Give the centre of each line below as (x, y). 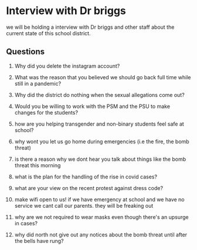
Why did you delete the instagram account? (67, 66)
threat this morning (38, 165)
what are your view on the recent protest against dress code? (89, 188)
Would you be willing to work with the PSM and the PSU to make (92, 106)
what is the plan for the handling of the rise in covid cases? (86, 177)
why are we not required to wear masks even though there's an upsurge (101, 217)
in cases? (26, 223)
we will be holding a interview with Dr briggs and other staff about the (90, 27)
